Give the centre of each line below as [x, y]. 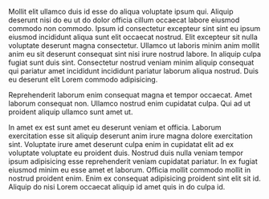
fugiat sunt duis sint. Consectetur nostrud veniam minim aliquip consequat [131, 62]
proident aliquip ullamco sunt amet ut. [71, 112]
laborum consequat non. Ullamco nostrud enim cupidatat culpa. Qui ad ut [130, 103]
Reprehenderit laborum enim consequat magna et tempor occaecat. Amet [130, 95]
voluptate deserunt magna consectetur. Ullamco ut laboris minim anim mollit [134, 46]
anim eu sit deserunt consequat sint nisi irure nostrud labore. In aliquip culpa [135, 54]
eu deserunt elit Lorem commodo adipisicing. [83, 80]
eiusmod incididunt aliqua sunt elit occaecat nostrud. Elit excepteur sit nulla [133, 37]
